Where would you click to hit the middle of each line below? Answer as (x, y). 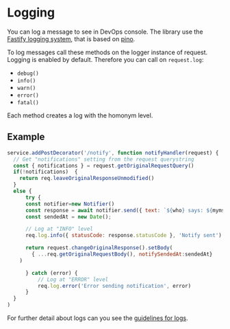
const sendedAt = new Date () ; (68, 217)
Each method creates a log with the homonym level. (80, 115)
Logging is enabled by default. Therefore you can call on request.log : (105, 59)
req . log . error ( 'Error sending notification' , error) (114, 286)
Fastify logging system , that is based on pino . (71, 38)
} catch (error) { (51, 273)
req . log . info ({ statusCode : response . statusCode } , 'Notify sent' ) (124, 236)
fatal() (28, 102)
